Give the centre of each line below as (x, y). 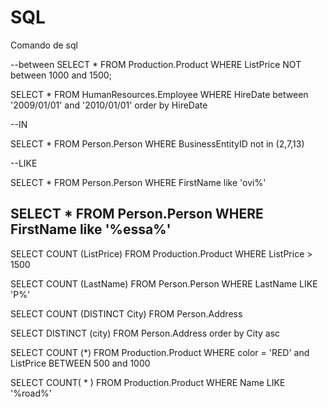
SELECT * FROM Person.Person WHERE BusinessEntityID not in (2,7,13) (157, 143)
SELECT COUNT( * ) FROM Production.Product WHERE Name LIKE (148, 382)
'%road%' (31, 393)
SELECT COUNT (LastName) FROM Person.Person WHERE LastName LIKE (164, 283)
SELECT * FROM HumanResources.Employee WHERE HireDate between (159, 94)
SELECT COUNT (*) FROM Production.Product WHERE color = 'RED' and (160, 352)
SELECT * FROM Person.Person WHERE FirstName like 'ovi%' (138, 182)
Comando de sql (44, 45)
